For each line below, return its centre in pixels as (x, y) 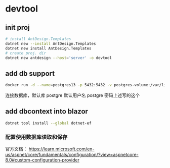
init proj (17, 27)
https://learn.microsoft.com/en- (61, 149)
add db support (30, 73)
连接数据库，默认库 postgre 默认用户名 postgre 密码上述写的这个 (73, 95)
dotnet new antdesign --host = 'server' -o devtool (59, 58)
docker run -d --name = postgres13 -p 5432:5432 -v (59, 85)
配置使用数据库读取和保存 (36, 137)
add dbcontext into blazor (47, 111)
